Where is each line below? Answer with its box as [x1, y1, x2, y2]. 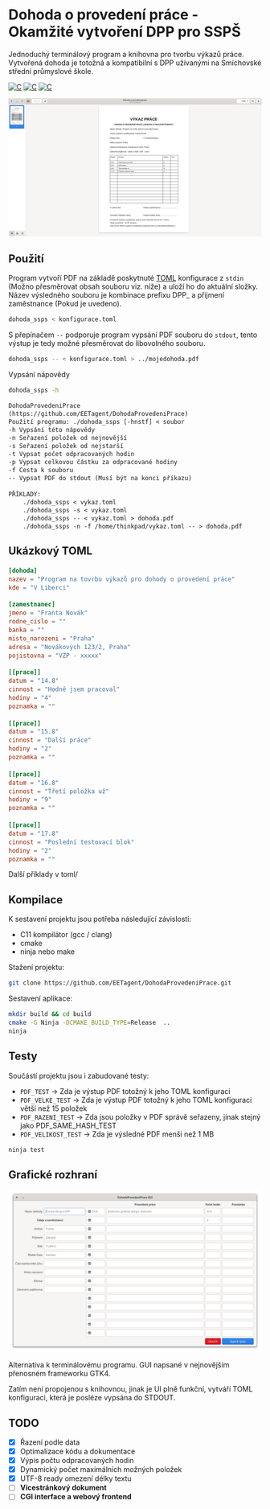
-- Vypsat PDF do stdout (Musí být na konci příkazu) [8, 475, 193, 483]
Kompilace [8, 893, 63, 907]
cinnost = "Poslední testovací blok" [8, 838, 135, 846]
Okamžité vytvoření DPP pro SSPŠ [8, 23, 241, 41]
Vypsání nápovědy [8, 370, 71, 380]
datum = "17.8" [8, 829, 59, 837]
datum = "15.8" [8, 728, 59, 736]
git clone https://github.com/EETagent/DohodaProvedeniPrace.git [8, 979, 231, 987]
